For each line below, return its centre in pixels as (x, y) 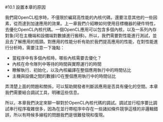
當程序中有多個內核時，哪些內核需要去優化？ (57, 58)
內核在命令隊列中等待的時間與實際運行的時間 (57, 64)
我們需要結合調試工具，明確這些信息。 (43, 92)
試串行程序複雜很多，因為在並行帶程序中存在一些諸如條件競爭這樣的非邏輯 (79, 109)
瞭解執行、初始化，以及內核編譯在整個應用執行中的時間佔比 (72, 70)
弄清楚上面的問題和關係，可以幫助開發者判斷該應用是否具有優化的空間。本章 (81, 86)
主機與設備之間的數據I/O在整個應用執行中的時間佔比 (64, 76)
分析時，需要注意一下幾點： (37, 48)
